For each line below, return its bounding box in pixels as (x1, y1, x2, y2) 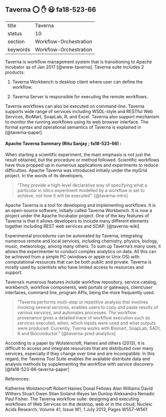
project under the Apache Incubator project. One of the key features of (5, 213, 149, 219)
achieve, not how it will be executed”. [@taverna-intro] (17, 193, 128, 199)
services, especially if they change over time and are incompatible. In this (5, 351, 155, 357)
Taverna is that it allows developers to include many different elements (5, 218, 149, 224)
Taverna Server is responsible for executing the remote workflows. (12, 93, 148, 99)
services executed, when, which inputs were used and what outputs (17, 320, 156, 326)
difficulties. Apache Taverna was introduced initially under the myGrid (5, 167, 147, 173)
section (7, 38, 25, 45)
